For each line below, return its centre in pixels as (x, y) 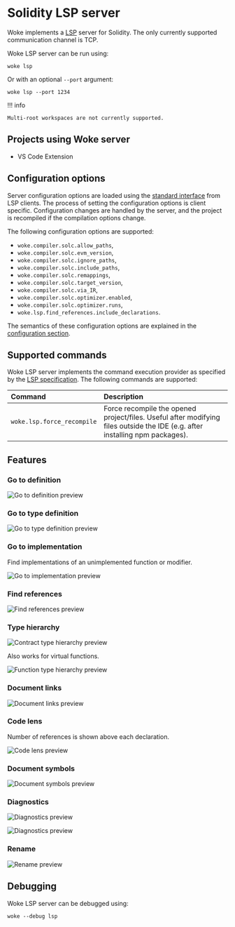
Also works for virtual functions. (53, 656)
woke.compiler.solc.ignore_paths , (67, 260)
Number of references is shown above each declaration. (88, 736)
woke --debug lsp (33, 916)
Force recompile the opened (150, 408)
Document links (35, 688)
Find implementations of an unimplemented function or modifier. (100, 562)
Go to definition (34, 480)
